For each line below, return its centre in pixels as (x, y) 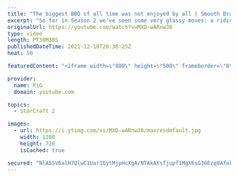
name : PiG (28, 85)
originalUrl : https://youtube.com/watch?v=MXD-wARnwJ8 (90, 27)
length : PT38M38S (33, 40)
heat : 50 (20, 54)
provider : (22, 78)
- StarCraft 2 (34, 111)
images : (19, 124)
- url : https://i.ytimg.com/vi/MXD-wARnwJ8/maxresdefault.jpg (107, 131)
